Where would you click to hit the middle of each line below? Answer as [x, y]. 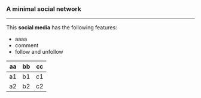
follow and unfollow [39, 52]
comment [27, 45]
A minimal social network [44, 9]
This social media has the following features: [62, 27]
